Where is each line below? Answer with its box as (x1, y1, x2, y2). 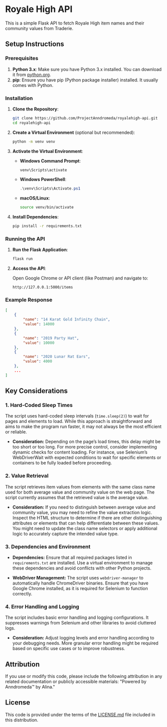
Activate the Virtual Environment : (12, 148, 83, 154)
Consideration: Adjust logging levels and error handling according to (12, 635, 155, 641)
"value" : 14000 (23, 321, 55, 327)
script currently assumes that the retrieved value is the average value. (5, 494, 149, 500)
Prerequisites (5, 55, 38, 62)
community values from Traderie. (5, 25, 74, 31)
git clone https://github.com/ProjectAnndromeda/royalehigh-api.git (12, 115, 158, 120)
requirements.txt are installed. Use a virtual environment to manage (12, 559, 153, 565)
